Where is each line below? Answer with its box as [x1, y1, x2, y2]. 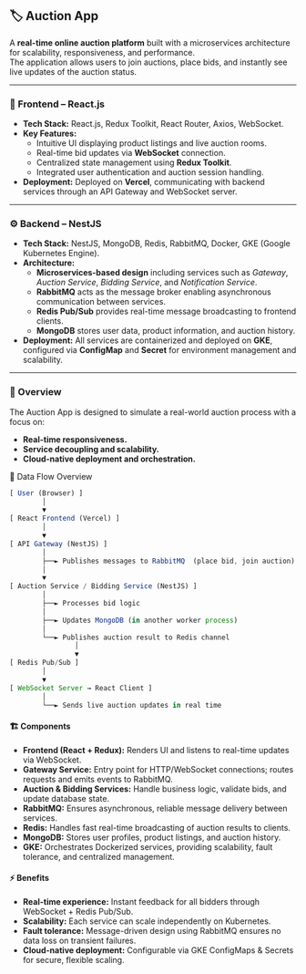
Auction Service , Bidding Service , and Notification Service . [36, 277, 258, 288]
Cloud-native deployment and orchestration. [22, 453, 196, 464]
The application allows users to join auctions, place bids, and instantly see [9, 57, 288, 67]
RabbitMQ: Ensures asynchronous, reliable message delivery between [22, 803, 289, 813]
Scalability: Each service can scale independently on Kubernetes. [22, 916, 271, 927]
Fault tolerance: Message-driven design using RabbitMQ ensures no [22, 925, 281, 936]
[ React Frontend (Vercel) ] [9, 514, 120, 523]
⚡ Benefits [9, 873, 50, 884]
